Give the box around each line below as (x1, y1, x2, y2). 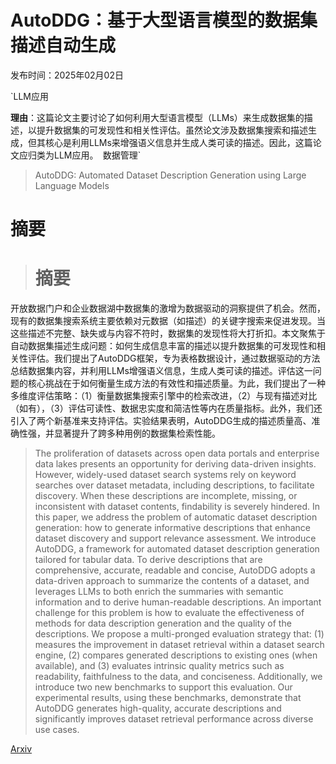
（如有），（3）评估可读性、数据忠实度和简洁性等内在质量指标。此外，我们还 (10, 402, 323, 415)
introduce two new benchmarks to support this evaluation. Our (34, 681, 293, 693)
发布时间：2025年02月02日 (10, 69, 124, 81)
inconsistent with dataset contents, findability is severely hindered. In (34, 501, 321, 513)
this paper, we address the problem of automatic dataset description (34, 511, 318, 523)
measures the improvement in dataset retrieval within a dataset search (34, 639, 325, 651)
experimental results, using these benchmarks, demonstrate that (34, 692, 302, 704)
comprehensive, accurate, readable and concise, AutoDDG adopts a (34, 564, 316, 576)
